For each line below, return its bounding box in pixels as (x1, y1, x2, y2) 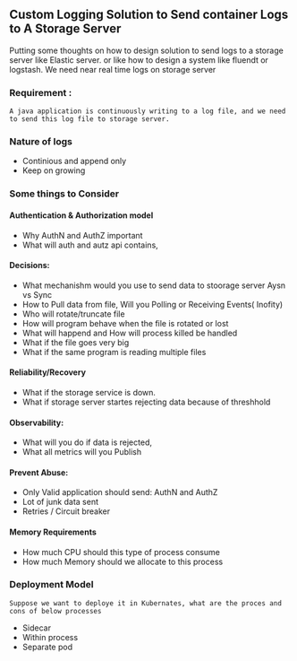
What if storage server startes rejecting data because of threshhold (21, 396, 271, 407)
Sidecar (21, 622, 52, 633)
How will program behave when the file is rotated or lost (21, 317, 229, 328)
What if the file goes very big (21, 336, 130, 348)
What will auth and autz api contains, (21, 239, 158, 250)
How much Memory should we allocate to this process (21, 556, 224, 567)
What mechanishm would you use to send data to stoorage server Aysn (21, 280, 286, 291)
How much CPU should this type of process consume (21, 546, 221, 557)
